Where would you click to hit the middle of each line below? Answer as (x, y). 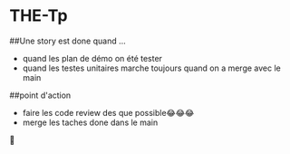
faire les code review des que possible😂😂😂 (108, 112)
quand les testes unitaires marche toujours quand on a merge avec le (151, 68)
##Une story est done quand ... (68, 41)
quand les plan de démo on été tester (92, 58)
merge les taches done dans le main (90, 122)
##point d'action (40, 95)
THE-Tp (39, 16)
